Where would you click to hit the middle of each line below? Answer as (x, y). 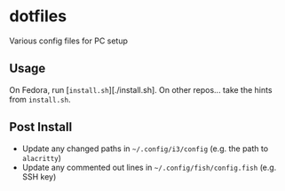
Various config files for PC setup (69, 41)
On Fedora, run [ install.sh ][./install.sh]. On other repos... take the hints (141, 89)
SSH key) (39, 176)
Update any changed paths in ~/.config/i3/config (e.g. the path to (145, 149)
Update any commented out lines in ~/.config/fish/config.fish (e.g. (149, 167)
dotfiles (38, 16)
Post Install (41, 127)
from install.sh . (40, 99)
